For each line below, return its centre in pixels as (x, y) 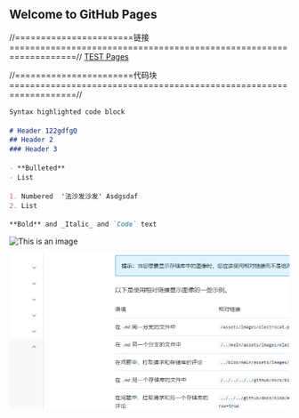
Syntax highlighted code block (67, 112)
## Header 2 (31, 140)
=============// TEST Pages (69, 56)
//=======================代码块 (83, 75)
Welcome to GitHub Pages (83, 15)
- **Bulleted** (37, 168)
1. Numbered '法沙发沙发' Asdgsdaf (74, 196)
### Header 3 (33, 149)
